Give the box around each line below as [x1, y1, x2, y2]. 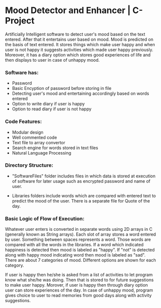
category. [5, 262, 24, 268]
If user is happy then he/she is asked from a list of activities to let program [5, 272, 153, 278]
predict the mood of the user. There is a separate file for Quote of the [12, 198, 150, 204]
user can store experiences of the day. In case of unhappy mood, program [5, 287, 153, 293]
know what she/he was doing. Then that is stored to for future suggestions [5, 277, 154, 283]
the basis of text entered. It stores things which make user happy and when [5, 41, 155, 47]
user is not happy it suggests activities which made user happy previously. [5, 47, 153, 52]
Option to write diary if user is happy [12, 101, 85, 107]
